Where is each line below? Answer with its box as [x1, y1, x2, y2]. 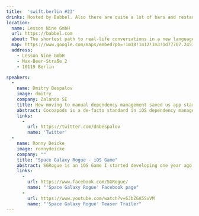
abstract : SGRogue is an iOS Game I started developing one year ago [17, 162, 192, 169]
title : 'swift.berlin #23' [6, 8, 76, 15]
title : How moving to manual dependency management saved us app [17, 102, 182, 108]
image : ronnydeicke [17, 146, 65, 151]
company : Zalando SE [17, 96, 68, 102]
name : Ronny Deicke [17, 140, 65, 146]
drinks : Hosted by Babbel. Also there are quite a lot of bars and [6, 14, 176, 20]
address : [11, 47, 33, 53]
